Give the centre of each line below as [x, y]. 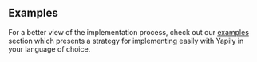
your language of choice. [49, 49]
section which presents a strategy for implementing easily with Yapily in [126, 41]
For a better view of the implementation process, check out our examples [129, 32]
